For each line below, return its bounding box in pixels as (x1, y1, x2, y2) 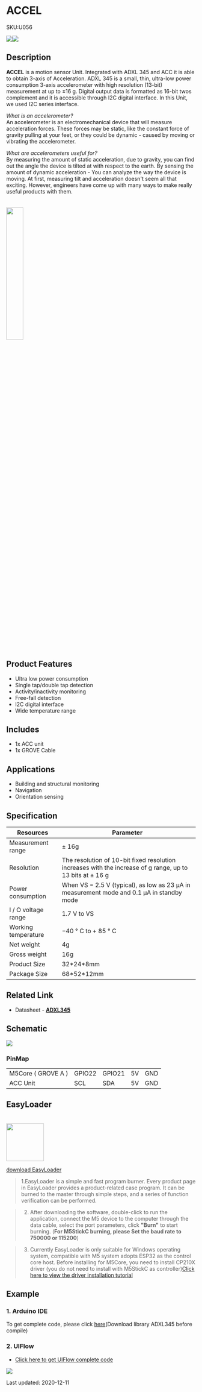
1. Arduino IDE (6, 1307, 48, 1315)
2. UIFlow (6, 1342, 34, 1350)
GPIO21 (102, 1069, 125, 1077)
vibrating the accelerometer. (6, 137, 76, 145)
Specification (6, 810, 58, 820)
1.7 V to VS (61, 910, 94, 918)
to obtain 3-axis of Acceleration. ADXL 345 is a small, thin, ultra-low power (6, 75, 191, 82)
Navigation (14, 787, 42, 794)
